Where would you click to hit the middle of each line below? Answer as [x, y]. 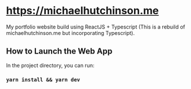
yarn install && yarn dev [43, 79]
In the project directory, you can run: [50, 65]
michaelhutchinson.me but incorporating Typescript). [71, 33]
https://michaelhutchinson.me [83, 11]
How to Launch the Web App [59, 51]
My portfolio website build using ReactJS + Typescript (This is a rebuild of [96, 27]
